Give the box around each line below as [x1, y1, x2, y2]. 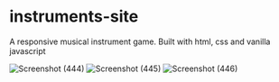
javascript [9, 45, 47, 56]
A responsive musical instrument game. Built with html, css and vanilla [9, 36, 271, 47]
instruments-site [9, 6, 139, 27]
